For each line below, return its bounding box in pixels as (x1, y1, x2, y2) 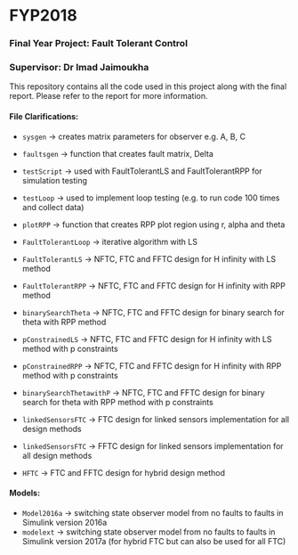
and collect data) (21, 201, 85, 212)
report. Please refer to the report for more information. (9, 91, 208, 102)
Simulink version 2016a (21, 517, 108, 527)
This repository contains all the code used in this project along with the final (9, 81, 287, 92)
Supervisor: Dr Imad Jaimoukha (9, 61, 149, 74)
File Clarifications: (9, 111, 79, 121)
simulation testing (21, 175, 87, 185)
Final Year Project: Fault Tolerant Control (9, 37, 189, 50)
